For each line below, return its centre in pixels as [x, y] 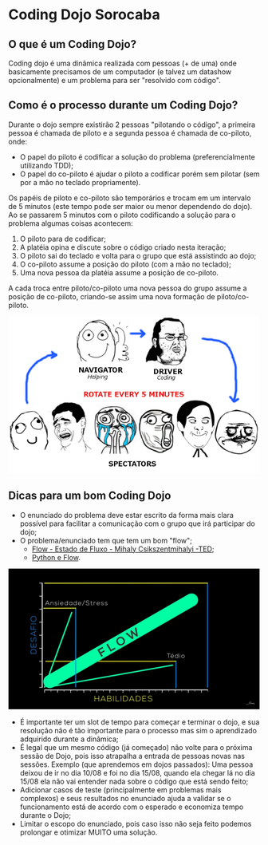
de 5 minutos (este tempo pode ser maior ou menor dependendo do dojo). [130, 206]
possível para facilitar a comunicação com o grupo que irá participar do [137, 523]
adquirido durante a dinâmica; [69, 739]
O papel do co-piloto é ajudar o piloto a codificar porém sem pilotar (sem [140, 174]
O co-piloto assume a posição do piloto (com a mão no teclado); [125, 264]
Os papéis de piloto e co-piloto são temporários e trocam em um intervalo [130, 198]
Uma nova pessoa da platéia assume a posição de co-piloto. [119, 272]
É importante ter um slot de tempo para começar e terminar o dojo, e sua [140, 722]
